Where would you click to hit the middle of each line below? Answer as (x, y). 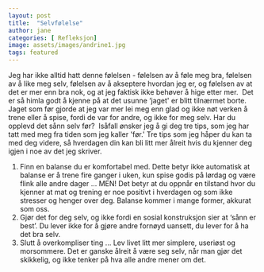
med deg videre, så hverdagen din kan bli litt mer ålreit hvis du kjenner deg (130, 143)
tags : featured (33, 52)
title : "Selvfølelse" (46, 23)
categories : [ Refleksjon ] (53, 38)
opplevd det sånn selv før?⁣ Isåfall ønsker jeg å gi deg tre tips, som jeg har (129, 126)
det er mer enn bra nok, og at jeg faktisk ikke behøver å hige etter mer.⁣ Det (131, 92)
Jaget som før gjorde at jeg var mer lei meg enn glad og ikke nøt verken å (128, 109)
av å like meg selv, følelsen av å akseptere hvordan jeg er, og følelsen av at (130, 84)
